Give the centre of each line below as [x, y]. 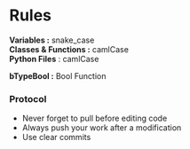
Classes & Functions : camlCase [69, 49]
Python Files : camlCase [54, 59]
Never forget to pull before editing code [95, 118]
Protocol [28, 98]
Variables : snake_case [52, 40]
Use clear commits [56, 137]
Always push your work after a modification [102, 128]
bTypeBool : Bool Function [58, 75]
